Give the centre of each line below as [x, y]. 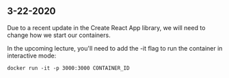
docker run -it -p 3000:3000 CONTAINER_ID [68, 68]
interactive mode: [32, 55]
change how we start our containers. [59, 35]
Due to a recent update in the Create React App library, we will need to [106, 27]
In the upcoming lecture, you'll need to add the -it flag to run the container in [115, 48]
